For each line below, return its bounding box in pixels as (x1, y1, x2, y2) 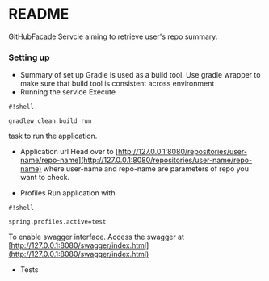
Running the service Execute (19, 87, 116, 97)
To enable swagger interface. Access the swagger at (8, 232, 184, 242)
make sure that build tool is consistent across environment (19, 78, 215, 89)
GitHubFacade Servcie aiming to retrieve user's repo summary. (8, 31, 218, 41)
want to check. (19, 173, 70, 182)
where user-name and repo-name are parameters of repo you (43, 164, 249, 174)
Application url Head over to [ (19, 147, 119, 157)
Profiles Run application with (19, 188, 116, 198)
